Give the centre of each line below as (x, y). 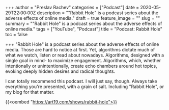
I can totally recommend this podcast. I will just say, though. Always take (81, 81)
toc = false (17, 34)
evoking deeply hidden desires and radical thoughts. (60, 71)
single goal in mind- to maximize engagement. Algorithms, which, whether (83, 60)
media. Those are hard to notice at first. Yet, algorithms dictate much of (80, 50)
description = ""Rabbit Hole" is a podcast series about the (98, 13)
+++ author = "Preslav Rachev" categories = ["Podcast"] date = (72, 7)
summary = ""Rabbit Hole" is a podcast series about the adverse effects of (84, 23)
